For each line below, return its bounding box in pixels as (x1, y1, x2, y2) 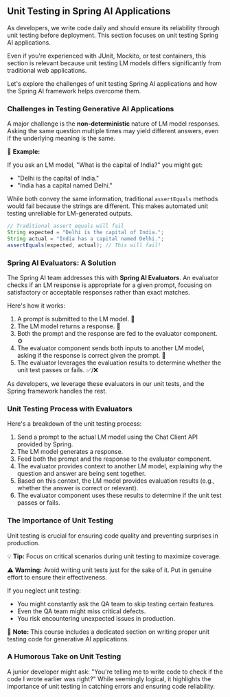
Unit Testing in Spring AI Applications (7, 5, 171, 17)
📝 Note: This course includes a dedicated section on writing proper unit (7, 628, 210, 636)
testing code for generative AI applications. (7, 635, 129, 643)
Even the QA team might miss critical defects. (16, 607, 146, 615)
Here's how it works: (7, 301, 66, 310)
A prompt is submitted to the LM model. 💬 (16, 315, 135, 323)
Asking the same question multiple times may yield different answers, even (7, 127, 219, 135)
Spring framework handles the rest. (7, 387, 108, 395)
